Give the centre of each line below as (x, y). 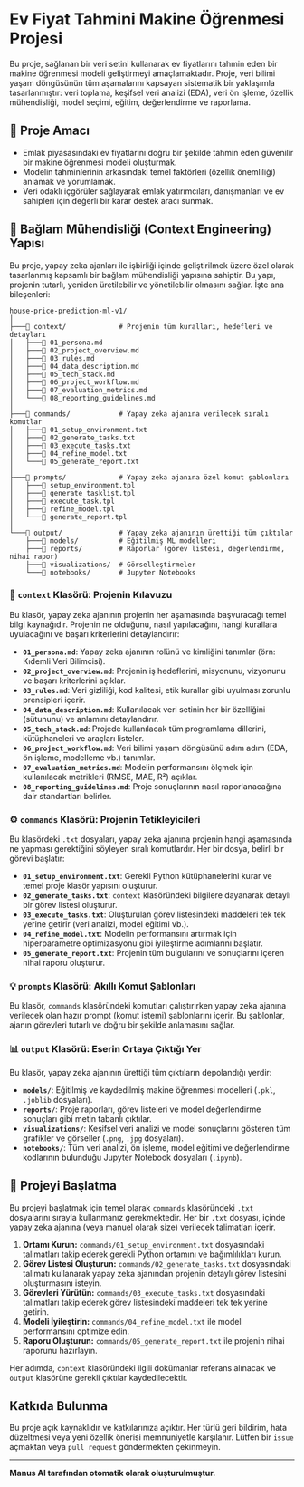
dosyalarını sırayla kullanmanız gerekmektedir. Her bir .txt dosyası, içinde (147, 1217)
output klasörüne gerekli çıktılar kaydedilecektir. (99, 1377)
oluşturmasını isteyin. (62, 1283)
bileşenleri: (30, 294)
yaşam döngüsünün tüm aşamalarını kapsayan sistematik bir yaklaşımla (142, 82)
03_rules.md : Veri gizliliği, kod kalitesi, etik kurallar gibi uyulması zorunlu (157, 690)
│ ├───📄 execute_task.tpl (62, 501)
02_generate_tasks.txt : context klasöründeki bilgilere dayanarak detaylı (157, 895)
